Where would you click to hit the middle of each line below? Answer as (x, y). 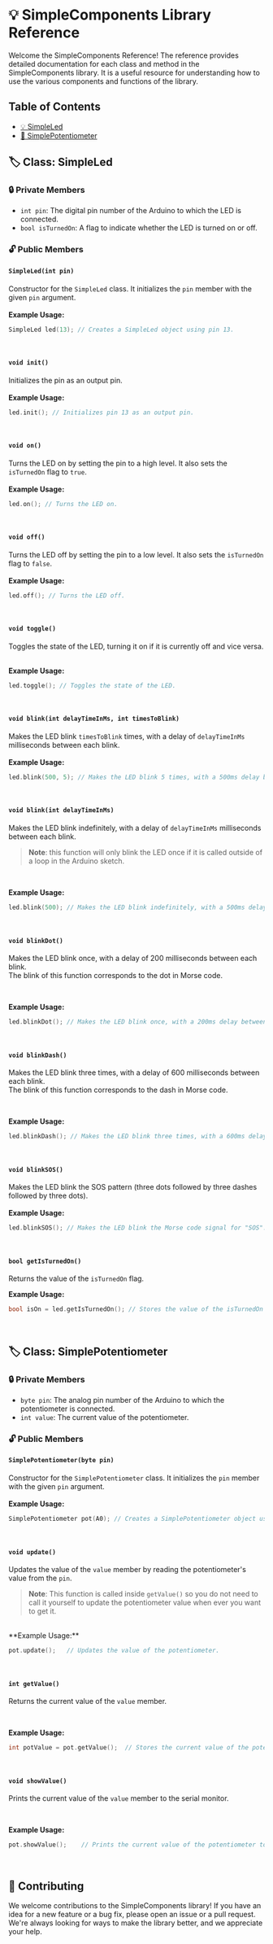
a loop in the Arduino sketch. (76, 861)
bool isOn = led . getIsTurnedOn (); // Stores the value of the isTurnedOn (136, 1309)
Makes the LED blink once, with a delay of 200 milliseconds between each (133, 959)
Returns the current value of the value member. (88, 1702)
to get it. (42, 1611)
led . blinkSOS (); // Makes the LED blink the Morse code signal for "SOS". (138, 1228)
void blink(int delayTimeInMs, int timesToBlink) (94, 719)
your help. (25, 1931)
